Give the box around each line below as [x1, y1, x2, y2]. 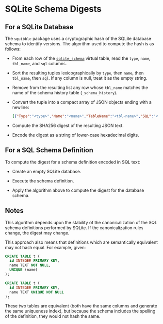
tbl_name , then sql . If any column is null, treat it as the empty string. [12, 75, 147, 81]
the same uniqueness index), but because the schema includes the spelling [5, 308, 156, 314]
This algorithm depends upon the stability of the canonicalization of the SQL [5, 219, 158, 225]
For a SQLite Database [5, 23, 74, 31]
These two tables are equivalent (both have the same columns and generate [5, 303, 158, 309]
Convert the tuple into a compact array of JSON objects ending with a [12, 99, 152, 105]
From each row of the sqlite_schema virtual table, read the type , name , [12, 55, 151, 61]
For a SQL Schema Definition [5, 146, 94, 154]
